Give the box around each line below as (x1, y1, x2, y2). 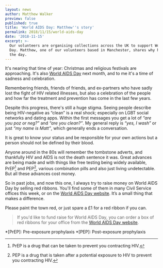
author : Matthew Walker (5, 12, 53, 16)
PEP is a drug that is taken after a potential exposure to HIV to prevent (12, 252, 152, 258)
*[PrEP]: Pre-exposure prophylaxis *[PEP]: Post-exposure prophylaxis (5, 229, 146, 235)
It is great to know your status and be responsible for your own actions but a (5, 135, 158, 141)
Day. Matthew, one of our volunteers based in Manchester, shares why (9, 47, 155, 52)
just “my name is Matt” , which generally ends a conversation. (5, 126, 128, 131)
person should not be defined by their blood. (5, 140, 95, 146)
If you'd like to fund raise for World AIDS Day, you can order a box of (16, 214, 154, 221)
